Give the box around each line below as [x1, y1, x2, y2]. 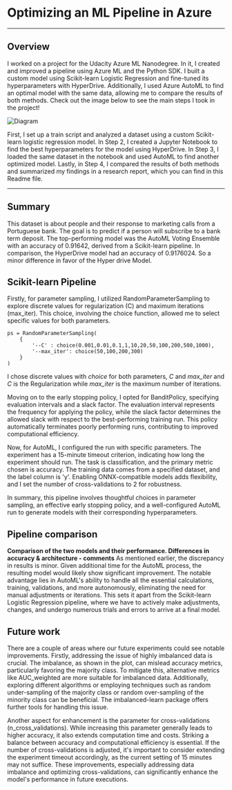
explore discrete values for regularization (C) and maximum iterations [7, 302, 204, 310]
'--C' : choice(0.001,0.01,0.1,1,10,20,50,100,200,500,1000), [32, 342, 215, 349]
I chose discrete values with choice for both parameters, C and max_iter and [7, 372, 225, 381]
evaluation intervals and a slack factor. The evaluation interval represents [7, 400, 215, 409]
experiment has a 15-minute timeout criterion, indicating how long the [7, 451, 205, 459]
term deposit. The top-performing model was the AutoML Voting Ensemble [7, 234, 220, 242]
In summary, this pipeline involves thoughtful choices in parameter [7, 494, 196, 502]
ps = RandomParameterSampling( [7, 330, 97, 337]
